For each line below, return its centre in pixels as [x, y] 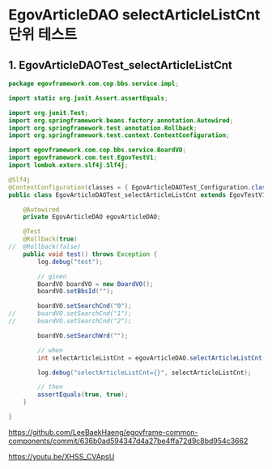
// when [50, 350]
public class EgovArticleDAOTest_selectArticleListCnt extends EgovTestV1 [137, 195]
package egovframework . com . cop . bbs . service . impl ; [94, 83]
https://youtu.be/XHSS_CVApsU [62, 456]
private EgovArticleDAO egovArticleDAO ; [92, 217]
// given [52, 276]
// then [50, 387]
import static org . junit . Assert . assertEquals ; [88, 98]
